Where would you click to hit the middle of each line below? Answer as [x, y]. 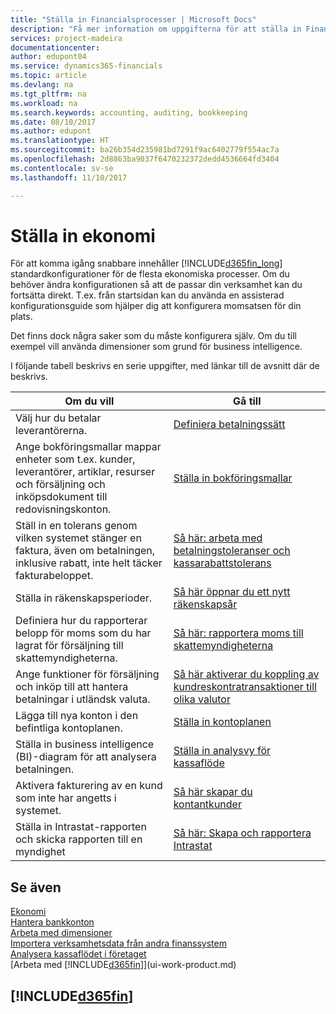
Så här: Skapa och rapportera [242, 833]
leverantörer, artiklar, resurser [85, 472]
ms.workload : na [44, 103]
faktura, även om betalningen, [85, 551]
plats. [21, 317]
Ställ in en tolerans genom [76, 526]
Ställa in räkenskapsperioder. [84, 598]
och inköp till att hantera [72, 687]
